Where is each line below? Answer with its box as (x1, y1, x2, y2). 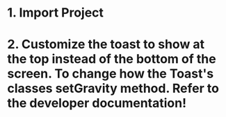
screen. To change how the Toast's (7, 66, 214, 82)
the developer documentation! (7, 96, 186, 111)
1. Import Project (7, 5, 104, 21)
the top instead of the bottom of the (7, 51, 217, 67)
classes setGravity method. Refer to (7, 81, 219, 96)
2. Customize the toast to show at (7, 37, 205, 53)
